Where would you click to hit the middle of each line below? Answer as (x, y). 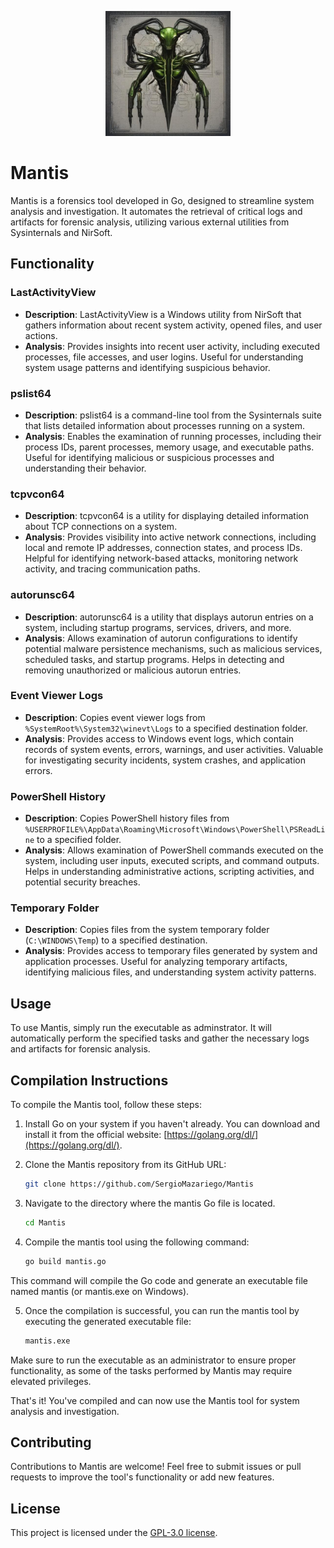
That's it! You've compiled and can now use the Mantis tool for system (155, 1400)
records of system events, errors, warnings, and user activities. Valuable (174, 749)
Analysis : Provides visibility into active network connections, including (170, 537)
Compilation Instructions (89, 1080)
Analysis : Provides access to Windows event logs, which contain (159, 738)
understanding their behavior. (85, 468)
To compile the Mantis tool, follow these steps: (106, 1105)
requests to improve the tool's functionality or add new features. (142, 1477)
